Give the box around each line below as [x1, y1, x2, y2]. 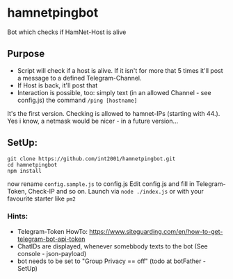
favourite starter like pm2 [7, 194, 77, 203]
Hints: [7, 212, 29, 221]
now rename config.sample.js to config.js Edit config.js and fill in [7, 179, 195, 188]
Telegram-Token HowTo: [17, 227, 88, 235]
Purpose [7, 48, 45, 60]
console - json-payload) [17, 249, 87, 257]
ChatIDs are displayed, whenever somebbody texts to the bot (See [17, 242, 209, 251]
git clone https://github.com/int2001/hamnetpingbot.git [7, 155, 176, 162]
